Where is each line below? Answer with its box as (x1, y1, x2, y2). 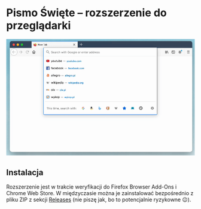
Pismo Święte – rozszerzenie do (6, 6, 167, 20)
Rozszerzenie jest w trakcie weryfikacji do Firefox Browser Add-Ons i (6, 183, 177, 190)
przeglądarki (6, 19, 71, 32)
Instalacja (6, 167, 44, 177)
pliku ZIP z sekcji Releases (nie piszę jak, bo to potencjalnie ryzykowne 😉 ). (6, 196, 191, 204)
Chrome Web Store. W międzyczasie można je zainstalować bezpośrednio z (6, 190, 194, 197)
